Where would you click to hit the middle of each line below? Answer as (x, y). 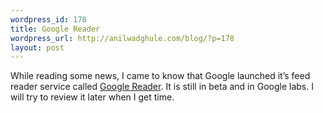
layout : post (37, 47)
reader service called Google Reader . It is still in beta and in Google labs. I (162, 87)
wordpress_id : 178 (48, 19)
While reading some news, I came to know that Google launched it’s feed (160, 76)
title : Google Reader (55, 29)
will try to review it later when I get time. (92, 97)
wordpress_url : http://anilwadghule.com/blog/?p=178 (122, 38)
